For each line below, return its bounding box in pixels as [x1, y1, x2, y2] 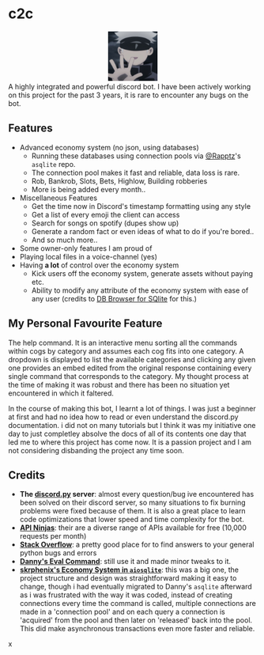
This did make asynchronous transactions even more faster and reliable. [19, 624, 255, 634]
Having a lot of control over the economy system [19, 260, 179, 270]
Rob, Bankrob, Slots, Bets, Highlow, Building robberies [31, 176, 208, 186]
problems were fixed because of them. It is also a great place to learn [19, 506, 247, 516]
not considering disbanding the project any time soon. [8, 445, 184, 455]
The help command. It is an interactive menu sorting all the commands [8, 338, 238, 347]
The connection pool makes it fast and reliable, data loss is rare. [31, 168, 240, 177]
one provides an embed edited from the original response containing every [8, 363, 252, 373]
